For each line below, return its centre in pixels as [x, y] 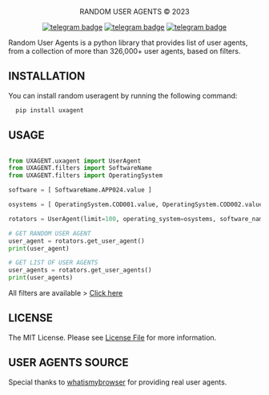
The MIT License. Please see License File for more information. [112, 337]
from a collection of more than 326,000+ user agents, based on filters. [124, 51]
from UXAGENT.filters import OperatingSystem [85, 175]
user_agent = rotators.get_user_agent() [77, 241]
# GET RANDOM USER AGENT [50, 233]
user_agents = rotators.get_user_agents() [80, 270]
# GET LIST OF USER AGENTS [53, 263]
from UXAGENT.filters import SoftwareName [80, 168]
